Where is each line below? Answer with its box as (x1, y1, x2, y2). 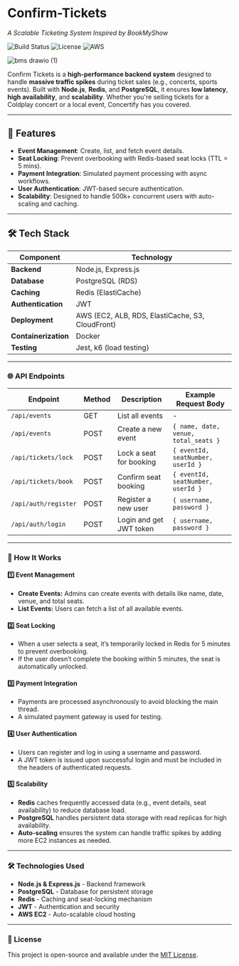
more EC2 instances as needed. (17, 836, 112, 844)
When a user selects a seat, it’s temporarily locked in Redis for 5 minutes (17, 639, 231, 649)
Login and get (117, 515, 164, 525)
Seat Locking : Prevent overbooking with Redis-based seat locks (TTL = (17, 154, 228, 162)
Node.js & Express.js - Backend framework (17, 880, 146, 888)
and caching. (40, 199, 79, 208)
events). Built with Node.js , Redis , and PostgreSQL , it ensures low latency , (7, 85, 228, 93)
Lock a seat (117, 448, 156, 458)
